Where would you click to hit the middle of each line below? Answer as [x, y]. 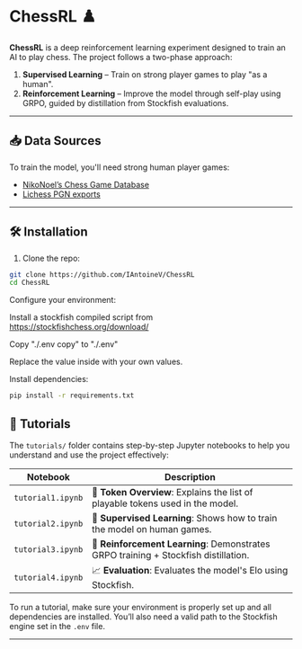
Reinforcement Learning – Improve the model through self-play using [151, 93]
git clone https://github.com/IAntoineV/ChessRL [102, 274]
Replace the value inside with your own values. [96, 362]
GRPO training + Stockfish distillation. [170, 555]
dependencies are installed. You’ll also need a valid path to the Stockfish [144, 617]
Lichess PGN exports [61, 194]
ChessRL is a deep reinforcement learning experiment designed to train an [147, 47]
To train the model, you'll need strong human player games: [120, 167]
